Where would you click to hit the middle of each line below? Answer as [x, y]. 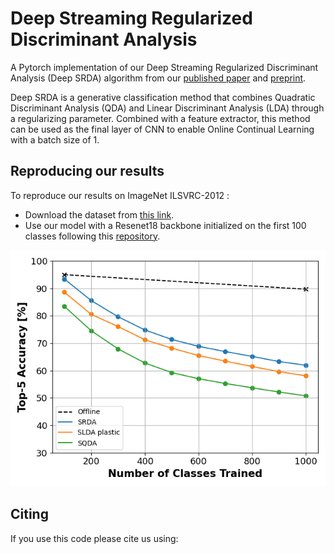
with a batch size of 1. [55, 139]
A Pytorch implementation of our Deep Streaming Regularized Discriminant [164, 67]
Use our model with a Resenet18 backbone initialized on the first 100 [165, 225]
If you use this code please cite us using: [94, 538]
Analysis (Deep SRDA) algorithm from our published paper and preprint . [158, 78]
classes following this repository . [92, 236]
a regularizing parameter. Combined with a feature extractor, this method [160, 118]
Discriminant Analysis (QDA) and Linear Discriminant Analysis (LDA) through [167, 108]
